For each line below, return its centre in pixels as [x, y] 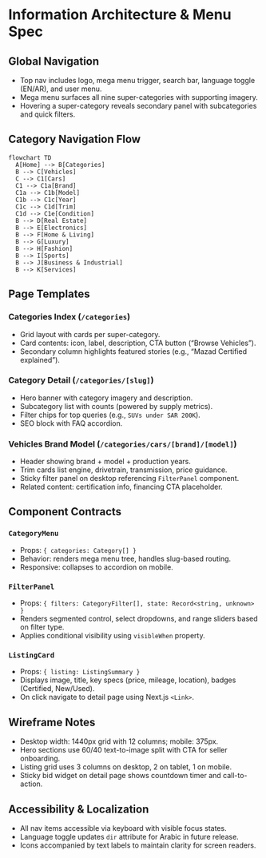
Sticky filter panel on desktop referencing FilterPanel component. [129, 479]
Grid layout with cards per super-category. [90, 334]
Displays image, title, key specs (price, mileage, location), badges [128, 680]
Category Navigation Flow [75, 139]
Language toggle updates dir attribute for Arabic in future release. [129, 837]
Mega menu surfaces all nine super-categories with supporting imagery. [139, 97]
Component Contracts [65, 512]
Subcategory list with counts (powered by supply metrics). [116, 406]
